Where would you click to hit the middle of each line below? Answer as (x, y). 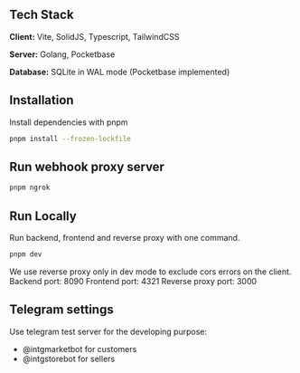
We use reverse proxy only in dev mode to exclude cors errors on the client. (150, 272)
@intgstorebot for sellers (69, 359)
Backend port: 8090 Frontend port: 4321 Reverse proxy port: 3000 (133, 281)
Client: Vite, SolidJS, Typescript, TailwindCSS (94, 36)
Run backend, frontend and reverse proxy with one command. (125, 238)
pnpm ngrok (30, 188)
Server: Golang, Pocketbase (62, 54)
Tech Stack (42, 15)
